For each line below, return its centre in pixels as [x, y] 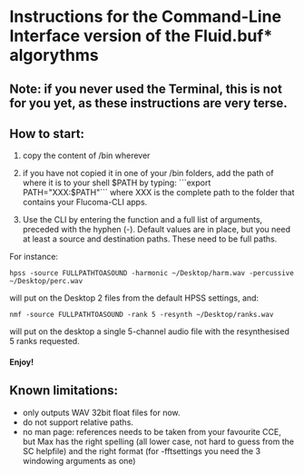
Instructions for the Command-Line [146, 17]
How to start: [47, 134]
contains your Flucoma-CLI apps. [85, 203]
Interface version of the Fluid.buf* [141, 36]
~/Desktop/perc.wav [46, 282]
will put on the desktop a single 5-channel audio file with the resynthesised [150, 332]
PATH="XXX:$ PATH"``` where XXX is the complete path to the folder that [158, 193]
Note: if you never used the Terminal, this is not [146, 89]
